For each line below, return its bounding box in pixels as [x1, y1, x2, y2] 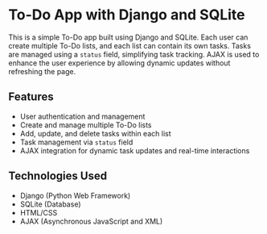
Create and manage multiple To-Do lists [19, 119, 152, 130]
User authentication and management [19, 111, 146, 121]
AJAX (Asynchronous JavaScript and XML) [19, 216, 163, 226]
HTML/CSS [19, 207, 58, 217]
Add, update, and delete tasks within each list [19, 128, 171, 138]
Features [8, 90, 54, 104]
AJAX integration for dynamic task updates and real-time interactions [19, 145, 250, 155]
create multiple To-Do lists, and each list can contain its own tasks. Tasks [8, 40, 252, 50]
